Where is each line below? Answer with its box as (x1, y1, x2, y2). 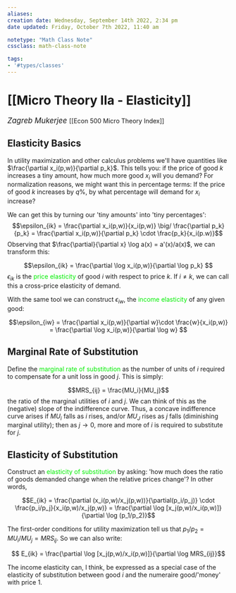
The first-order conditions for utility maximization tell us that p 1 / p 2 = (7, 525, 204, 535)
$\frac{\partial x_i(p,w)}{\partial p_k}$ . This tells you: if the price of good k (7, 164, 223, 172)
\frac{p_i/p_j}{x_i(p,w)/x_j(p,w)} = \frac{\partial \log (15, 503, 165, 512)
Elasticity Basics (7, 137, 82, 149)
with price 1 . (7, 577, 42, 586)
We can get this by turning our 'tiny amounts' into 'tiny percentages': (7, 211, 206, 219)
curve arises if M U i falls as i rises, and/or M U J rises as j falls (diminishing (7, 412, 218, 422)
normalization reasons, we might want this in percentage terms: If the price (7, 181, 225, 189)
